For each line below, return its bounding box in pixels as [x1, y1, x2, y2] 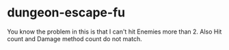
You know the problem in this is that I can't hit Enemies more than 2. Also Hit [7, 27, 222, 36]
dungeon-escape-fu [7, 5, 125, 21]
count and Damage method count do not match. [7, 34, 142, 42]
